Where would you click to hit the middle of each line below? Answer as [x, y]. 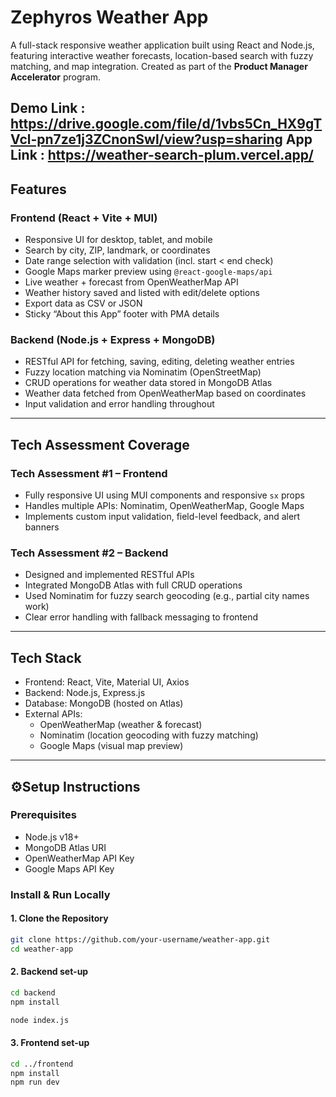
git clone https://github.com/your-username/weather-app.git [140, 939]
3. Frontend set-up [50, 1043]
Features [38, 189]
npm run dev [35, 1082]
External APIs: [53, 714]
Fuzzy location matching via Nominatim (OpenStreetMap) [143, 372]
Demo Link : [48, 108]
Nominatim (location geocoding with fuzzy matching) [149, 735]
